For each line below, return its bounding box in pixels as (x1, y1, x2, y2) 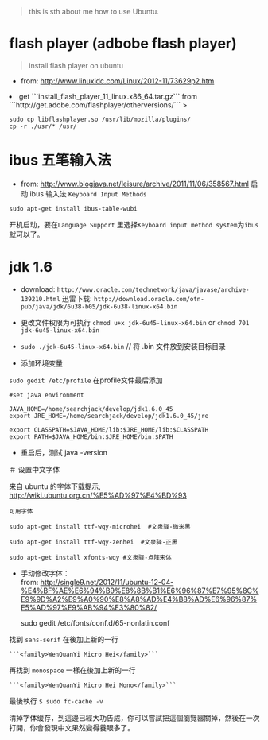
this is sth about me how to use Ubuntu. (28, 7, 160, 16)
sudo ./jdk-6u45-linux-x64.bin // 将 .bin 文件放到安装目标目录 (20, 341, 226, 351)
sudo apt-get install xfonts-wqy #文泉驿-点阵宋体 (9, 553, 172, 561)
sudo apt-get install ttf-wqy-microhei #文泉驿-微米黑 (9, 522, 191, 531)
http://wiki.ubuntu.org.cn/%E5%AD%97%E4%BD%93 (9, 490, 188, 500)
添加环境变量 (20, 358, 63, 368)
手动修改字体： (20, 568, 70, 578)
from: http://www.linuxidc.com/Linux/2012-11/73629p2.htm (20, 76, 215, 86)
